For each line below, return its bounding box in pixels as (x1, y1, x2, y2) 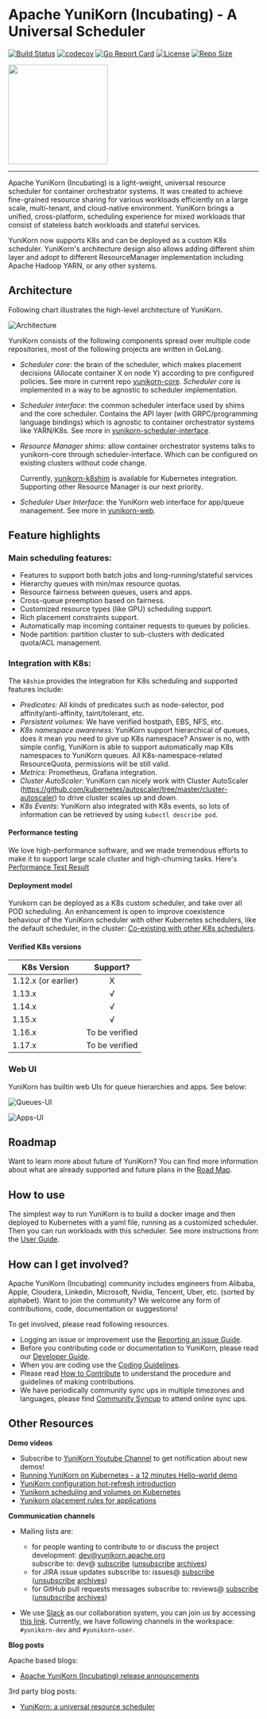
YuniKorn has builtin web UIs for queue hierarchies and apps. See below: (8, 1082, 247, 1091)
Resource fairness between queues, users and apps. (19, 587, 193, 597)
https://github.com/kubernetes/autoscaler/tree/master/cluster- (22, 784, 228, 794)
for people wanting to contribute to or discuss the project (31, 1542, 219, 1551)
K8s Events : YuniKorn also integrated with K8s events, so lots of (19, 801, 230, 811)
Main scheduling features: (8, 552, 113, 563)
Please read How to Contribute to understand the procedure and (19, 1369, 231, 1378)
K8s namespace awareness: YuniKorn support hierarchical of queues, (19, 725, 250, 734)
